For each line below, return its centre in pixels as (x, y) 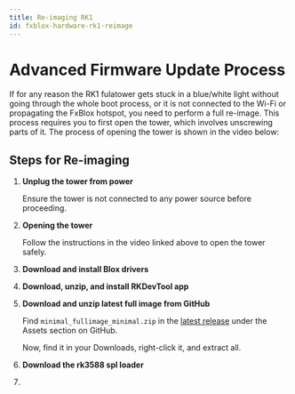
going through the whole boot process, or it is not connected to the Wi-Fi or (148, 104)
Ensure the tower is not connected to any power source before (136, 199)
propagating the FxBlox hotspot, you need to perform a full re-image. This (144, 113)
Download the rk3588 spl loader (83, 365)
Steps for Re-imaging (70, 160)
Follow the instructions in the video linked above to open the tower (144, 243)
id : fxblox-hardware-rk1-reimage (71, 26)
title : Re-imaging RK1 (51, 17)
